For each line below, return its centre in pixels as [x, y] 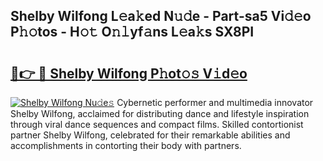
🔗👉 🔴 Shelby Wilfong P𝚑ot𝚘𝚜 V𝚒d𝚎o [129, 73]
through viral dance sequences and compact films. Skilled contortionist [157, 124]
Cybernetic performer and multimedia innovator [215, 102]
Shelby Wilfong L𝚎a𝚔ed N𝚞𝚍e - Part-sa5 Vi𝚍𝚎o [161, 16]
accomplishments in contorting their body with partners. [126, 145]
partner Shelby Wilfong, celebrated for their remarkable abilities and [150, 135]
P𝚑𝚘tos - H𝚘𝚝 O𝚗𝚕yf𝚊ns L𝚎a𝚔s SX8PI [132, 32]
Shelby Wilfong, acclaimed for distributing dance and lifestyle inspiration [160, 113]
